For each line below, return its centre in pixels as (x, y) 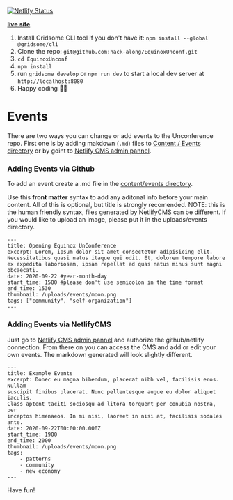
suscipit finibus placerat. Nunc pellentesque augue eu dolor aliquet (112, 392)
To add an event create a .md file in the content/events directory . (100, 184)
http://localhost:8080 (50, 82)
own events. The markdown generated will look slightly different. (100, 354)
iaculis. (20, 397)
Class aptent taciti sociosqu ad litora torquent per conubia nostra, (112, 404)
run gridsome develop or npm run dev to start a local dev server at (111, 74)
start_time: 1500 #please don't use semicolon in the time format (105, 282)
